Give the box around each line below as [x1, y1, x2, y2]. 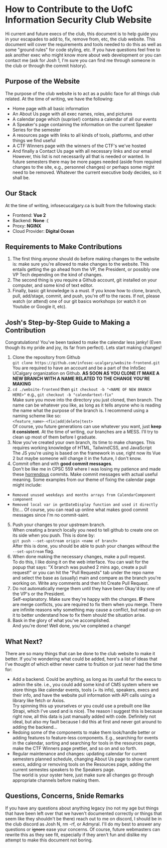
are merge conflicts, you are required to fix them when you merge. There [12, 602, 163, 608]
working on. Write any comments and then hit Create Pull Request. [12, 580, 149, 586]
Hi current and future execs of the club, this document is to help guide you [5, 31, 158, 37]
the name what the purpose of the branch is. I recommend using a [12, 407, 149, 413]
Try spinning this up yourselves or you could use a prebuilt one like [12, 703, 151, 709]
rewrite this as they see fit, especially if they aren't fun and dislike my [5, 831, 147, 837]
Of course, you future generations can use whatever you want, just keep [12, 423, 162, 430]
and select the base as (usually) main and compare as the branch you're [12, 575, 161, 581]
